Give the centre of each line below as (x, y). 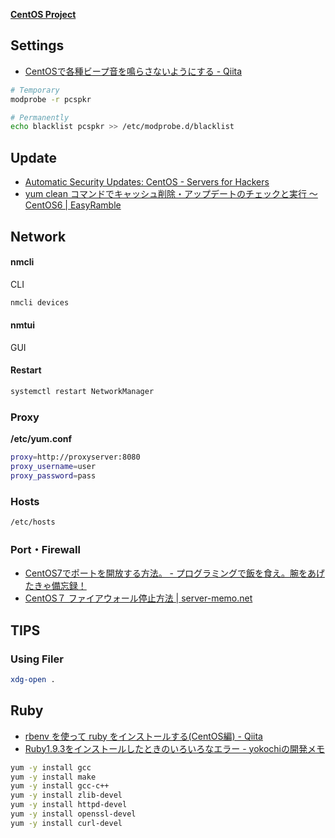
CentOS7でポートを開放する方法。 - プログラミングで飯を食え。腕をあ (170, 573)
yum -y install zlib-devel (66, 795)
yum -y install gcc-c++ (60, 786)
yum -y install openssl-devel (73, 814)
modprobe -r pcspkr (51, 99)
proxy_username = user (53, 467)
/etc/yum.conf (41, 439)
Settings (37, 45)
